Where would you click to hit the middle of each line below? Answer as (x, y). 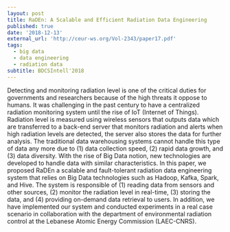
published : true (30, 26)
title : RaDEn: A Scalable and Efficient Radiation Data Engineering (107, 20)
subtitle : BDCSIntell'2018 (46, 70)
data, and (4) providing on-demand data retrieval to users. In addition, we (111, 199)
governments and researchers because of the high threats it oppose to (107, 97)
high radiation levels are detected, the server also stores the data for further (114, 133)
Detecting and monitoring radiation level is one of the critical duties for (107, 90)
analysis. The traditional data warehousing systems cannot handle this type (114, 141)
